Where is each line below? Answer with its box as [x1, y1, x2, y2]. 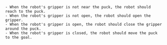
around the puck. [5, 26, 41, 31]
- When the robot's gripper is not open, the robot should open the [5, 13, 151, 18]
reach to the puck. [5, 9, 46, 14]
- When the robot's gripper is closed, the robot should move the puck [5, 31, 157, 36]
